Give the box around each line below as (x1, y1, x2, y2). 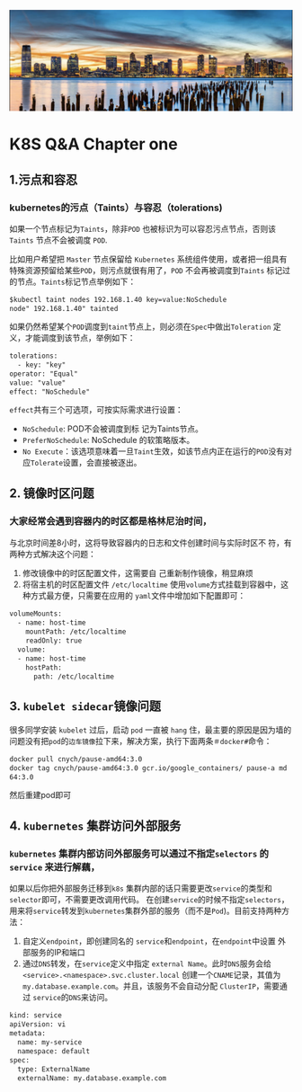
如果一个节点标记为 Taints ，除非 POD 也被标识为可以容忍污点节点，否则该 (9, 224, 277, 235)
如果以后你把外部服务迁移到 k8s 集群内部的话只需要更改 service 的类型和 (9, 883, 272, 894)
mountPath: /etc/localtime (25, 626, 127, 636)
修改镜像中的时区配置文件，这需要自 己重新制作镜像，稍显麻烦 (22, 567, 253, 578)
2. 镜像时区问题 (9, 486, 94, 502)
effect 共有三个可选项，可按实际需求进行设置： (9, 404, 183, 415)
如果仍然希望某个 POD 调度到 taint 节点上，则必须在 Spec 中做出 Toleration (9, 321, 271, 333)
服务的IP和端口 (30, 947, 85, 958)
